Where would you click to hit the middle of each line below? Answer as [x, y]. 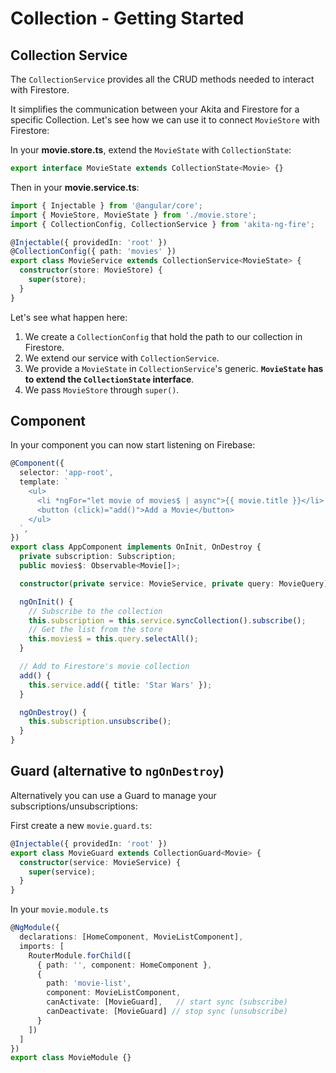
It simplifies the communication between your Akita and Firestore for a [155, 109]
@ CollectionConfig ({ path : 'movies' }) [93, 252]
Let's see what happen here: [69, 317]
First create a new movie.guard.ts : [81, 825]
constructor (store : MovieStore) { [91, 270]
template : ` [44, 482]
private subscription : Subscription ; [98, 557]
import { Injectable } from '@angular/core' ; [106, 205]
